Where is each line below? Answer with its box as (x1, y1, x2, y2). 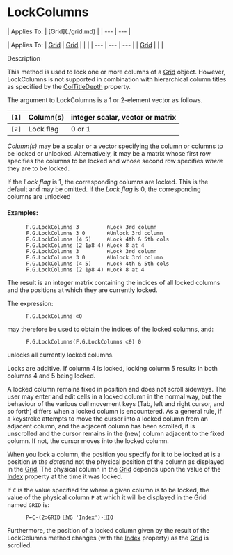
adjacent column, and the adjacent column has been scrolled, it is (7, 422, 195, 431)
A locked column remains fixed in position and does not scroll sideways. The (7, 385, 227, 394)
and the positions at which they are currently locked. (7, 286, 158, 294)
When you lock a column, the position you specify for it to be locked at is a (7, 450, 221, 459)
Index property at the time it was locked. (7, 472, 123, 481)
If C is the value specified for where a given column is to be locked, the (7, 486, 210, 494)
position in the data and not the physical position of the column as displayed (7, 458, 225, 466)
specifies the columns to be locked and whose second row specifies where (7, 156, 223, 165)
